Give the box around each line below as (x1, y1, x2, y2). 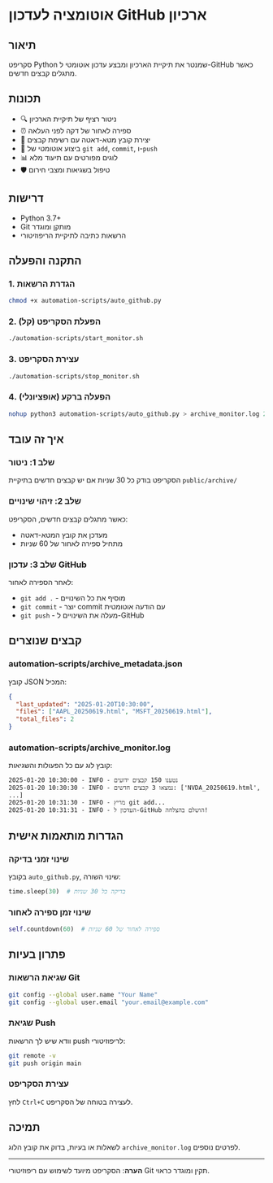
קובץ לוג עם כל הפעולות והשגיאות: (8, 761, 113, 770)
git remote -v (8, 1051, 57, 1059)
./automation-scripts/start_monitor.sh (8, 334, 144, 343)
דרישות (8, 191, 44, 205)
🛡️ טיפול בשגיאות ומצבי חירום (19, 164, 110, 174)
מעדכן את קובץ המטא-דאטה (19, 530, 108, 539)
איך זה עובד (8, 433, 64, 447)
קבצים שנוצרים (8, 634, 83, 648)
